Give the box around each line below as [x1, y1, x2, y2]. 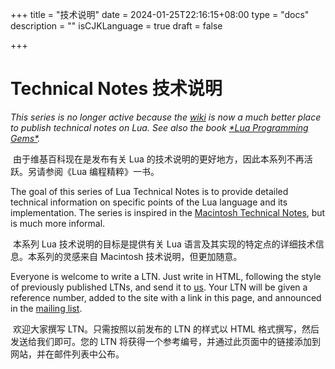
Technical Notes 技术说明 [10, 78, 223, 100]
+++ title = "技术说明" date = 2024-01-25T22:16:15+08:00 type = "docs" [10, 9, 310, 20]
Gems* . [10, 132, 41, 144]
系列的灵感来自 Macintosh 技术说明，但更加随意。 [36, 250, 243, 262]
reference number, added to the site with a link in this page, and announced [10, 291, 322, 303]
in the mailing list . [10, 302, 83, 314]
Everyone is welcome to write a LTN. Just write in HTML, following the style [10, 270, 322, 282]
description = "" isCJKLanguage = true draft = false [10, 20, 223, 32]
